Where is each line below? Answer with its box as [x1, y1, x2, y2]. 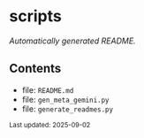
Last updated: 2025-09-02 [9, 120, 91, 129]
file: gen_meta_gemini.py [21, 94, 110, 104]
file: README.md [21, 84, 74, 95]
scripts [9, 6, 62, 27]
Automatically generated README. [9, 35, 136, 46]
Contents [9, 61, 62, 76]
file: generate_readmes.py [21, 103, 113, 114]
